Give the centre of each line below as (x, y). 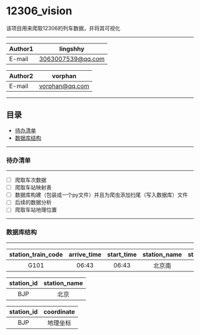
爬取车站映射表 (33, 187)
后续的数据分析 (33, 202)
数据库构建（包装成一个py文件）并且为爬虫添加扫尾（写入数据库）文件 (101, 195)
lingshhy (72, 49)
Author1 (21, 49)
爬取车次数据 (30, 180)
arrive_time (85, 254)
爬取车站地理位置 (36, 210)
